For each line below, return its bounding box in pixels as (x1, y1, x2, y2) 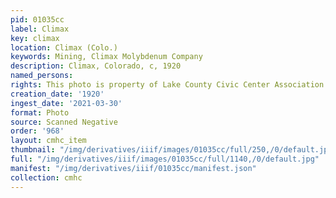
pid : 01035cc (10, 14, 65, 25)
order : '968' (10, 126, 65, 136)
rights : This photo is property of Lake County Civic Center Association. (10, 80, 329, 90)
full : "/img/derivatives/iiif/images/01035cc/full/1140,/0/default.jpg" (10, 154, 320, 164)
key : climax (10, 33, 60, 43)
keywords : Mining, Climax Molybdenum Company (10, 52, 203, 62)
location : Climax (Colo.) (10, 42, 118, 53)
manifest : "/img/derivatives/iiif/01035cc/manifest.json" (10, 163, 257, 173)
